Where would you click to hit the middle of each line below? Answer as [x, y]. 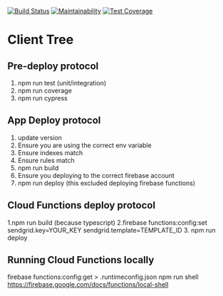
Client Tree [41, 40]
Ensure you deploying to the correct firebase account [96, 175]
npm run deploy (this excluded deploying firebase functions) [107, 183]
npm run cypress [42, 98]
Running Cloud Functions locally [81, 260]
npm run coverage [45, 90]
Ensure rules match [46, 160]
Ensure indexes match [50, 152]
